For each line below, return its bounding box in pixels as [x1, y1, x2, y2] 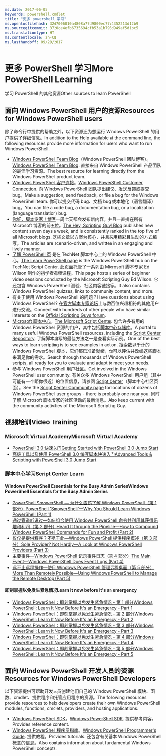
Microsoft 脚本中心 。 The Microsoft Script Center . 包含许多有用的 [12, 318, 145, 324]
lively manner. [12, 246, 41, 252]
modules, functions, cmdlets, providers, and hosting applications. [5, 705, 139, 711]
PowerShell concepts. [12, 745, 57, 751]
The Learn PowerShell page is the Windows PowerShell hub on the [21, 257, 158, 263]
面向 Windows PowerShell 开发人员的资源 [5, 667, 134, 675]
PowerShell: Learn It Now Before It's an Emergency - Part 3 [12, 628, 134, 634]
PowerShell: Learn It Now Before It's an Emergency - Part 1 [12, 605, 133, 611]
